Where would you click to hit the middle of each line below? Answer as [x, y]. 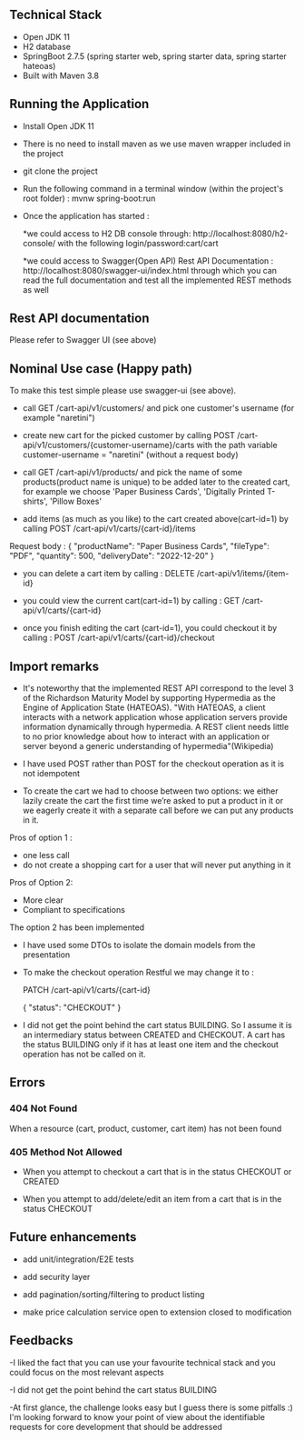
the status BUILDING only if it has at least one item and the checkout [151, 1045]
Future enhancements [73, 1237]
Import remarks [54, 666]
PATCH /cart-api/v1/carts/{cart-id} [87, 990]
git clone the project [60, 171]
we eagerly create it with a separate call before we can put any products [158, 811]
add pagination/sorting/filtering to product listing [113, 1294]
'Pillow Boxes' [76, 501]
